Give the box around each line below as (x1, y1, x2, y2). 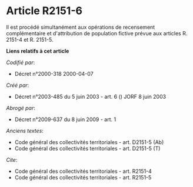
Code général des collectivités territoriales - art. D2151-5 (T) (14, 145, 161, 152)
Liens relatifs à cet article (6, 47, 69, 54)
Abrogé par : (6, 104, 35, 111)
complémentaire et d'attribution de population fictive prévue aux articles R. (6, 29, 188, 36)
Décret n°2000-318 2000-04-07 (14, 70, 94, 77)
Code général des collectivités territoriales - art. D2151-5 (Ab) (14, 138, 164, 145)
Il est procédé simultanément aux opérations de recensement (6, 24, 155, 31)
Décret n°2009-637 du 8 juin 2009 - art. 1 (14, 116, 117, 123)
